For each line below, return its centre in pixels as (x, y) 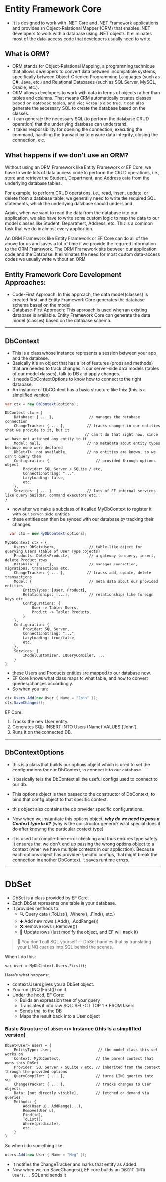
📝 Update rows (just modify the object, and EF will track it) (79, 932)
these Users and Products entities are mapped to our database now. (82, 673)
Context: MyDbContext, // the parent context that (84, 1058)
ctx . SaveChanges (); (25, 702)
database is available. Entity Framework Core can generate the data (81, 315)
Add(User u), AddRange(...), (53, 1106)
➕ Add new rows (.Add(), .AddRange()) (59, 921)
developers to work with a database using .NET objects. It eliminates (82, 33)
